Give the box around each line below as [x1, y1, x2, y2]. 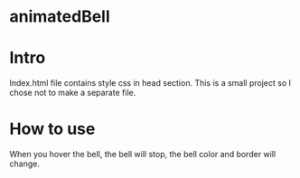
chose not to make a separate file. [9, 88, 136, 98]
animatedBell [9, 6, 110, 27]
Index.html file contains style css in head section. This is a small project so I [9, 78, 292, 89]
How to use [9, 119, 96, 139]
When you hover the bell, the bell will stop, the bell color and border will [9, 149, 277, 160]
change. [9, 158, 41, 169]
